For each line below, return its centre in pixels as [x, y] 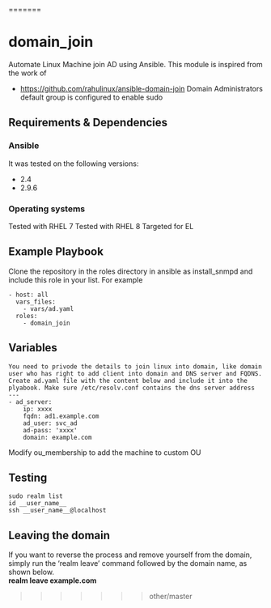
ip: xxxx [38, 409]
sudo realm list [36, 496]
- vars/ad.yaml [49, 308]
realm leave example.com [53, 580]
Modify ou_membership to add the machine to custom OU [105, 452]
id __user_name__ [38, 504]
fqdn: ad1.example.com [61, 416]
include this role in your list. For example [76, 279]
